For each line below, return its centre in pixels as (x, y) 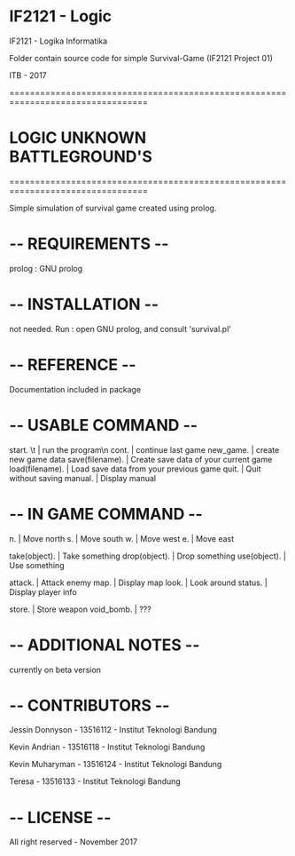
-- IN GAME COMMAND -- (106, 514)
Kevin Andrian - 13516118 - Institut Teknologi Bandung (107, 747)
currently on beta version (55, 670)
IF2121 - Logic (61, 16)
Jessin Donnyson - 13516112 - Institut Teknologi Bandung (113, 730)
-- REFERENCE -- (73, 365)
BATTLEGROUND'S (81, 157)
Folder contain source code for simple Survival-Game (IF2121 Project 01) (141, 58)
